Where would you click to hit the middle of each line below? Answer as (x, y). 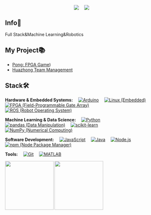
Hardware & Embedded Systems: (39, 100)
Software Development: (30, 139)
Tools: (11, 154)
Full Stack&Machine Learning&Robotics (44, 34)
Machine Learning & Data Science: (41, 119)
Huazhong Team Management (42, 70)
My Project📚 (25, 50)
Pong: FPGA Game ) (31, 64)
